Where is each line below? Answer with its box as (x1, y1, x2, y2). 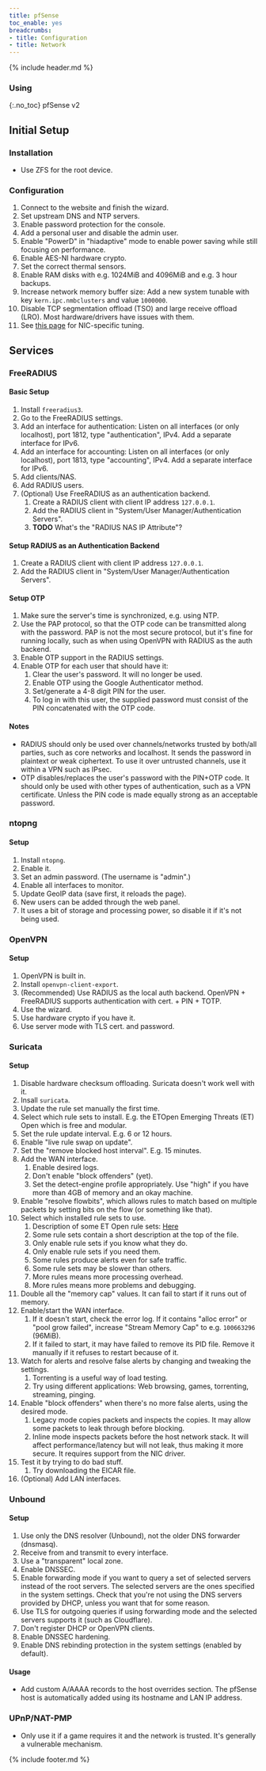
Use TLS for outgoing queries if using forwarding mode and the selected (20, 1607, 257, 1617)
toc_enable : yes (9, 19, 63, 27)
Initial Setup (9, 124, 70, 137)
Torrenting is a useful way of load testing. (32, 1373, 169, 1382)
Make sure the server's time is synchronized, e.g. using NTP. (20, 611, 220, 620)
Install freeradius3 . (20, 405, 84, 414)
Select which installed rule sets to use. (20, 1213, 146, 1222)
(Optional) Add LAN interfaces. (20, 1474, 122, 1483)
